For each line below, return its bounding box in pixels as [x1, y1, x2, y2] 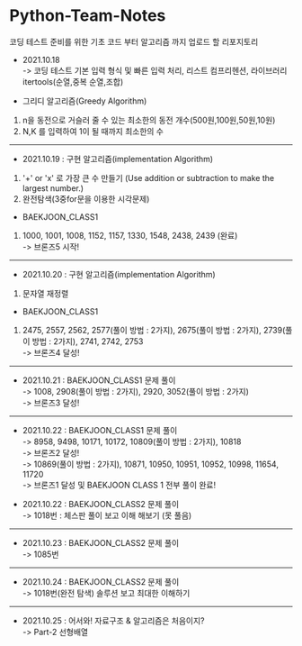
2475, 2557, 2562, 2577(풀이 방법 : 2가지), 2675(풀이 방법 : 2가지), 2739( [22, 324, 286, 335]
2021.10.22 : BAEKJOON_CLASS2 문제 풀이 [22, 498, 180, 509]
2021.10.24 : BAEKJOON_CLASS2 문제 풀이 [22, 576, 180, 587]
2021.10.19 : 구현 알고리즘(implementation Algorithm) [22, 153, 214, 164]
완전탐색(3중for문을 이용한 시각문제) [22, 193, 150, 204]
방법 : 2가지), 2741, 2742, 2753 [31, 335, 144, 347]
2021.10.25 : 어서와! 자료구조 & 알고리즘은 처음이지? [22, 614, 205, 626]
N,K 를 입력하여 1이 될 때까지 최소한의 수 [22, 125, 164, 136]
